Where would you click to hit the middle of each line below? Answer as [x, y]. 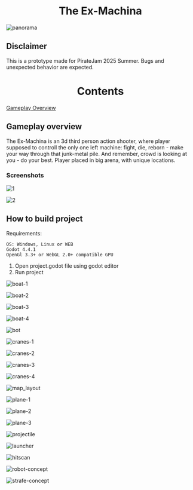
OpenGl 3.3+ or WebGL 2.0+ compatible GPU [60, 255]
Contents [100, 91]
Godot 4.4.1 [21, 249]
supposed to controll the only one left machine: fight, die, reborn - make [95, 147]
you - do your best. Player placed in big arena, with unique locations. [91, 160]
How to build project [45, 219]
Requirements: [24, 233]
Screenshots [25, 176]
